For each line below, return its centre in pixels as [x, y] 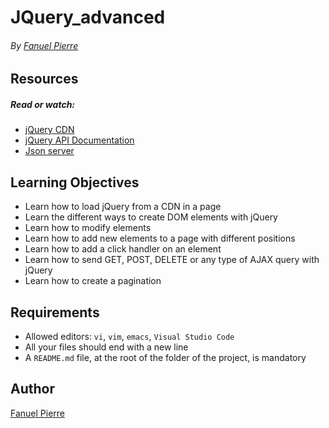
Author [32, 389]
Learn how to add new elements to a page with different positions [160, 238]
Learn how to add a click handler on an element [123, 249]
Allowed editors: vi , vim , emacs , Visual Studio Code [129, 336]
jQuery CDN [49, 130]
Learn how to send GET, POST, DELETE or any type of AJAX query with [172, 260]
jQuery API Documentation [79, 140]
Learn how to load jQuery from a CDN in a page [123, 207]
